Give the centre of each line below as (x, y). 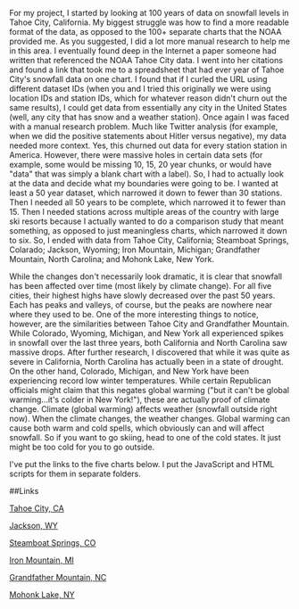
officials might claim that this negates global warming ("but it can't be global (149, 390)
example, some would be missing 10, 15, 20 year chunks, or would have (141, 165)
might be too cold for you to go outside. (82, 447)
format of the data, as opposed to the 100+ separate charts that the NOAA (145, 32)
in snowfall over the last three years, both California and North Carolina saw (148, 343)
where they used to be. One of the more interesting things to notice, (134, 314)
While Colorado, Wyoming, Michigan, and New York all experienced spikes (146, 333)
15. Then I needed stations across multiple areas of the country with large (144, 212)
